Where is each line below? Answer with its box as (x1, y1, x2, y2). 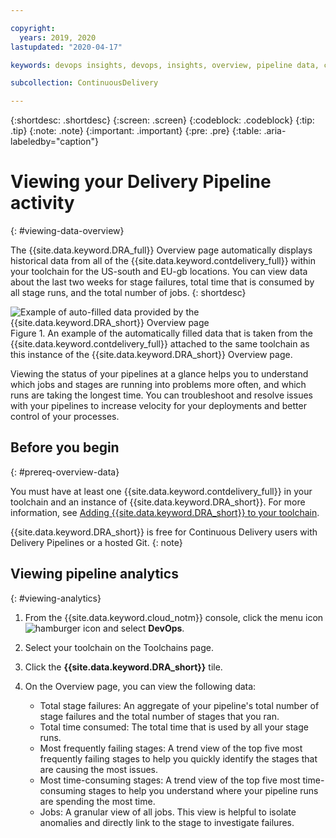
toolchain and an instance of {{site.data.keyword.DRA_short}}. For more (10, 496, 306, 508)
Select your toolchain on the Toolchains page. (24, 641, 215, 653)
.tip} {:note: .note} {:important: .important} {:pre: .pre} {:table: (10, 125, 262, 137)
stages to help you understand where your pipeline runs (88, 784, 319, 796)
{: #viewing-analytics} (10, 592, 102, 604)
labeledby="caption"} (10, 136, 99, 148)
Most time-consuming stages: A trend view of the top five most (39, 774, 301, 786)
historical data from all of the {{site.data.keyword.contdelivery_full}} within (10, 255, 316, 267)
